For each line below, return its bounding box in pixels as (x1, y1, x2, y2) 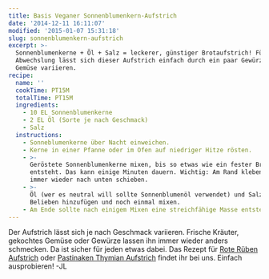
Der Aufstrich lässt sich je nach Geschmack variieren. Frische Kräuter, (8, 228, 239, 237)
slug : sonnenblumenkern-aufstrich (8, 34, 124, 42)
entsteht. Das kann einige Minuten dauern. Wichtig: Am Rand (29, 168, 239, 176)
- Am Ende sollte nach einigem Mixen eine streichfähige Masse (22, 205, 239, 213)
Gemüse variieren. (15, 64, 78, 72)
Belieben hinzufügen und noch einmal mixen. (29, 198, 181, 206)
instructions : (15, 131, 62, 139)
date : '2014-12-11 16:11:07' (8, 19, 106, 27)
